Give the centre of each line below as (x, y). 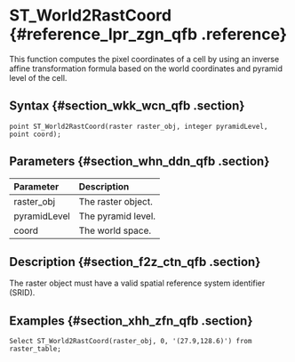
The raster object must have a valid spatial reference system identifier (137, 283)
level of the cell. (38, 77)
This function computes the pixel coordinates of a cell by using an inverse (144, 59)
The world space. (115, 230)
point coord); (36, 134)
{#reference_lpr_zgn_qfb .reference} (148, 34)
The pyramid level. (117, 216)
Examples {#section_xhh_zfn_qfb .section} (131, 321)
